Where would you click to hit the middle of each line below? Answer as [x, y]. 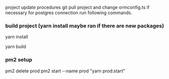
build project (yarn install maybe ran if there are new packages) [85, 26]
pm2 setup [19, 60]
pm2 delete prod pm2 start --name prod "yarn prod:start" [65, 71]
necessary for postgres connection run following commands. [69, 13]
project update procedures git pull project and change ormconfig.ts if [77, 7]
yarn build [16, 47]
